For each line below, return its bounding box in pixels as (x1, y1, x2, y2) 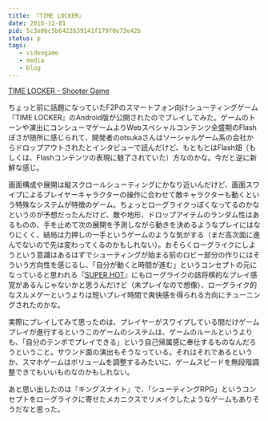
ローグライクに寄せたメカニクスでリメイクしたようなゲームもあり (35, 394, 254, 403)
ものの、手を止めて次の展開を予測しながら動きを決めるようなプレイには (14, 220, 254, 229)
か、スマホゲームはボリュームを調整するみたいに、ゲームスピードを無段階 (8, 357, 253, 366)
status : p (8, 34, 42, 43)
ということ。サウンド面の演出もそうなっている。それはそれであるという (14, 346, 254, 357)
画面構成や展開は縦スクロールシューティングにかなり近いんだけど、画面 (8, 180, 246, 189)
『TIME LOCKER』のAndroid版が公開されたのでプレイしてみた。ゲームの (8, 112, 250, 122)
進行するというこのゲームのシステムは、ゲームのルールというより (35, 326, 254, 337)
